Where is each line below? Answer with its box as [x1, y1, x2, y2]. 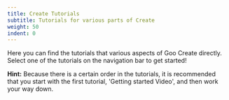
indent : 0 [7, 29, 36, 37]
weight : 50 [7, 23, 39, 30]
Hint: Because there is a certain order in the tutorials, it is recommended [7, 70, 216, 78]
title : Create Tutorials [7, 10, 80, 17]
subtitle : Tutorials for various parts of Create [7, 17, 155, 24]
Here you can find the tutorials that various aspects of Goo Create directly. [7, 49, 223, 57]
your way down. [7, 85, 54, 93]
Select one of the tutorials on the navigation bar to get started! [7, 57, 187, 65]
